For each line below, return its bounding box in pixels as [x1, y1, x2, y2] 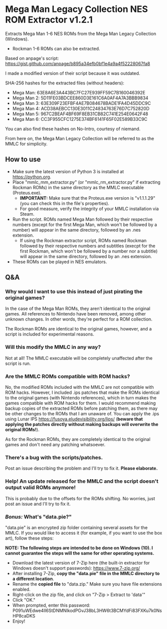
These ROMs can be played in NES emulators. [12, 259, 107, 265]
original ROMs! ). [5, 427, 40, 433]
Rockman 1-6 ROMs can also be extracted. [12, 45, 100, 51]
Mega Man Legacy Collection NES [5, 3, 148, 15]
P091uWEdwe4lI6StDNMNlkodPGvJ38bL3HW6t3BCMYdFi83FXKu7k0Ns [12, 608, 162, 614]
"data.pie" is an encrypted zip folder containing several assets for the [5, 524, 148, 530]
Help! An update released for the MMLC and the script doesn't [5, 478, 159, 485]
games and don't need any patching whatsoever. [5, 442, 106, 448]
